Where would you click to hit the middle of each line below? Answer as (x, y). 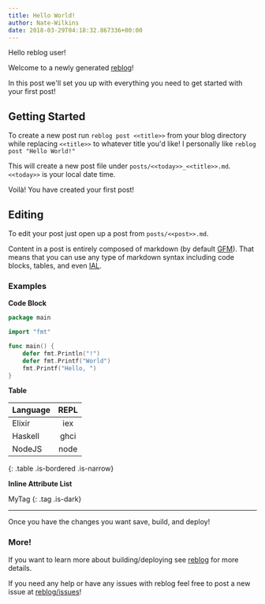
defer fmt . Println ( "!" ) (62, 353)
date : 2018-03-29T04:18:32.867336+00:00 (76, 30)
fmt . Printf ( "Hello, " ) (60, 368)
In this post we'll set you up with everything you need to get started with (125, 83)
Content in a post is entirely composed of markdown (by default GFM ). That (131, 249)
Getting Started (47, 116)
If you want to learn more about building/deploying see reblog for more (123, 559)
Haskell (26, 437)
